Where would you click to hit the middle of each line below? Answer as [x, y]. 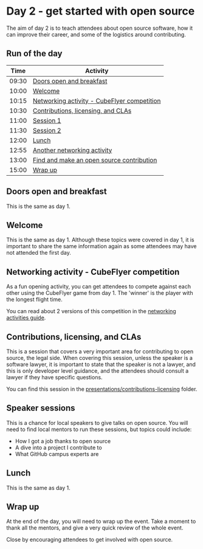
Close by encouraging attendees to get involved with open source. [90, 540]
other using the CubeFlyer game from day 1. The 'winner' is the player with [100, 293]
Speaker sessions [41, 408]
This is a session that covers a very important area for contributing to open [100, 351]
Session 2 [47, 130]
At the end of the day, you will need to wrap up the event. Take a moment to [101, 522]
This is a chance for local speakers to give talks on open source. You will [97, 423]
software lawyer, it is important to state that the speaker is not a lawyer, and [101, 364]
